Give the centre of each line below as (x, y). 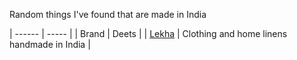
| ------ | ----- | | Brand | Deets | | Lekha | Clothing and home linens (148, 33)
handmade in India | (50, 44)
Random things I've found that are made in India (108, 14)
